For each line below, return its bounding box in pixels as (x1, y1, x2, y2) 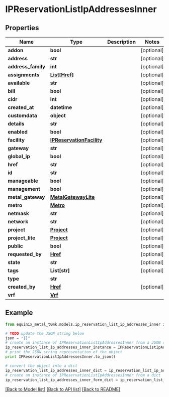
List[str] (50, 267, 70, 274)
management (8, 186, 40, 192)
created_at (8, 104, 34, 111)
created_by (8, 284, 36, 290)
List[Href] (50, 71, 74, 78)
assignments (8, 71, 40, 78)
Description (107, 39, 136, 45)
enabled (8, 128, 28, 135)
